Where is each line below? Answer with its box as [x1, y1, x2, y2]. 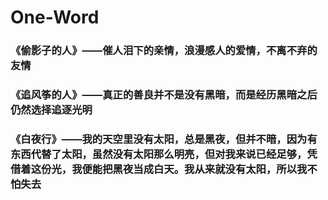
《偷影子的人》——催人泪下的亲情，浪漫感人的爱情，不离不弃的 [10, 44, 318, 58]
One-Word [10, 6, 100, 29]
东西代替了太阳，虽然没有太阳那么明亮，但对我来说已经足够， [10, 147, 308, 161]
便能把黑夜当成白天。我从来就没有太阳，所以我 [81, 162, 308, 176]
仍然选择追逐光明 [10, 103, 93, 117]
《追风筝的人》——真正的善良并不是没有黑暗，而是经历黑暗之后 [10, 88, 318, 102]
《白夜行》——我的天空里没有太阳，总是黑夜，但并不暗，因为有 [10, 132, 318, 146]
